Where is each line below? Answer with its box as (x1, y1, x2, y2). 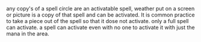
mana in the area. (6, 30, 49, 37)
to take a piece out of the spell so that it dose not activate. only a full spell (6, 18, 189, 24)
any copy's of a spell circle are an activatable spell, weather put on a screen (6, 5, 195, 12)
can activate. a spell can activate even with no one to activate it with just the (6, 24, 195, 31)
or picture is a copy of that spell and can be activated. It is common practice (6, 11, 195, 18)
